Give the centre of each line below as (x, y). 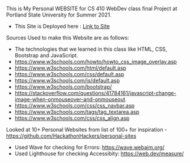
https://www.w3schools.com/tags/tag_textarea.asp (77, 112)
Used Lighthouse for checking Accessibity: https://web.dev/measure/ (99, 154)
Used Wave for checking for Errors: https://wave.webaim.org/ (89, 147)
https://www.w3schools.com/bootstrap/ (63, 87)
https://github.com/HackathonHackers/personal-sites (71, 136)
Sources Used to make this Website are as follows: (68, 38)
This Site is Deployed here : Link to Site (62, 26)
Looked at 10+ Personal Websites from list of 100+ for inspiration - (87, 130)
